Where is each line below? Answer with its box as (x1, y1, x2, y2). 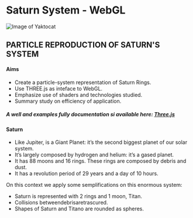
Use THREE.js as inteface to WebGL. (14, 85, 103, 92)
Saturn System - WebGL (6, 4, 126, 17)
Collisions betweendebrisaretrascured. (14, 199, 108, 206)
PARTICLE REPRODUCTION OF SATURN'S (6, 40, 160, 50)
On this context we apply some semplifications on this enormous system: (6, 182, 182, 189)
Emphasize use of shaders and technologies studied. (14, 91, 143, 98)
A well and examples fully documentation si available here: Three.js (6, 111, 175, 118)
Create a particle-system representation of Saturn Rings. (14, 79, 151, 86)
